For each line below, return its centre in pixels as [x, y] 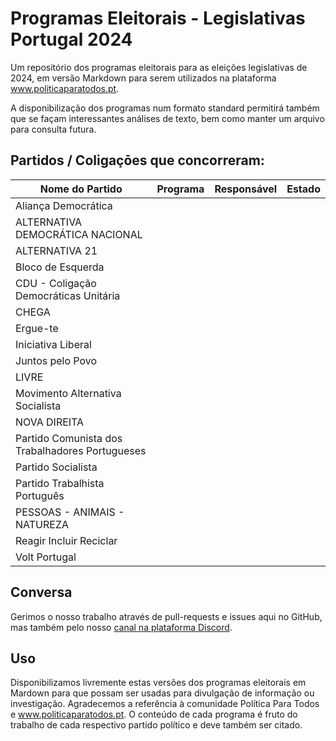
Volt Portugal [46, 557]
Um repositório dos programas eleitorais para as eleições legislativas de [159, 67]
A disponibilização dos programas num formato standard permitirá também [165, 108]
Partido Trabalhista [60, 483]
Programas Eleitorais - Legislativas [158, 18]
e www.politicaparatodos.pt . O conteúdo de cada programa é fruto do [154, 714]
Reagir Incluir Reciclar [66, 540]
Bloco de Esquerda [60, 267]
